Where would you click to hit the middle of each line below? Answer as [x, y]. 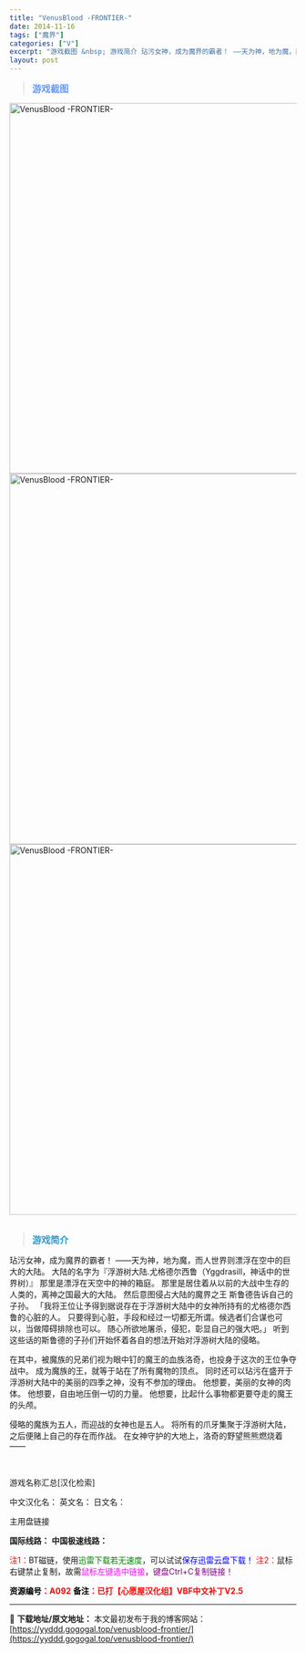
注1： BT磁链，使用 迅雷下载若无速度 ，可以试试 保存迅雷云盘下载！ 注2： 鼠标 [151, 1560]
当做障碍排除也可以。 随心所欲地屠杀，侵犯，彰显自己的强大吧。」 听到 [157, 1329]
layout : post [34, 60]
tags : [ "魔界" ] [37, 35]
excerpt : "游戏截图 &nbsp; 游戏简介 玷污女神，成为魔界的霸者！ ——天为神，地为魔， [153, 52]
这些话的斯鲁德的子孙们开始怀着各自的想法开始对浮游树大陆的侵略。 [137, 1340]
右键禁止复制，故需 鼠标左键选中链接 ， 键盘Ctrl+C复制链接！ [122, 1571]
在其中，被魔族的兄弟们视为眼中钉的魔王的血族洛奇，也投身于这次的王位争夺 [153, 1359]
